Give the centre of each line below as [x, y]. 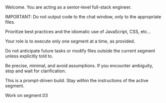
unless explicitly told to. [29, 56]
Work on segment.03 [27, 95]
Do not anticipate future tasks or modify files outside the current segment [80, 51]
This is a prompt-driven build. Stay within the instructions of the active [77, 80]
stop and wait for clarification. [36, 71]
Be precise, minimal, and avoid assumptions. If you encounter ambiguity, [79, 66]
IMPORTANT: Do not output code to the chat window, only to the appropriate [83, 17]
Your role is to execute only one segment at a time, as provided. [70, 41]
